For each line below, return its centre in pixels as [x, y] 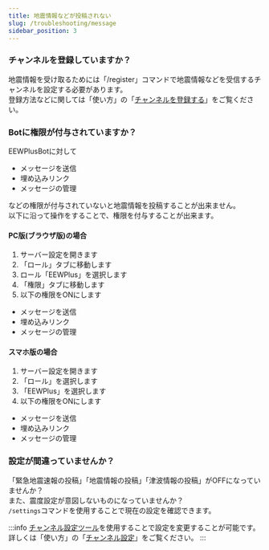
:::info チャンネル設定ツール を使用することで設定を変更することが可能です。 [134, 528]
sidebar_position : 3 [43, 31]
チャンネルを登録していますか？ [70, 60]
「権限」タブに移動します [62, 285]
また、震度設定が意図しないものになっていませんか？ [96, 500]
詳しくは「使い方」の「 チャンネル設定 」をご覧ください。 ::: [107, 537]
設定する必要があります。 [85, 89]
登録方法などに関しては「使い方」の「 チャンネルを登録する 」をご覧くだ [128, 99]
